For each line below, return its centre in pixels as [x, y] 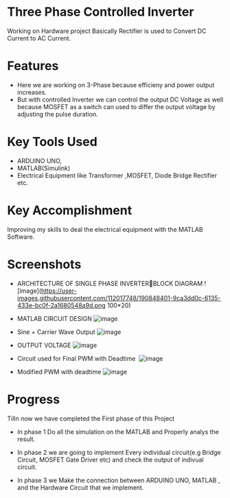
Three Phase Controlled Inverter [101, 12]
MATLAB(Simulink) [44, 168]
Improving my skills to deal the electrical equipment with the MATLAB [105, 229]
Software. [21, 237]
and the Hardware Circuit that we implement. [80, 487]
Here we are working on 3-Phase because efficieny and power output [116, 85]
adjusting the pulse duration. [57, 114]
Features [33, 66]
